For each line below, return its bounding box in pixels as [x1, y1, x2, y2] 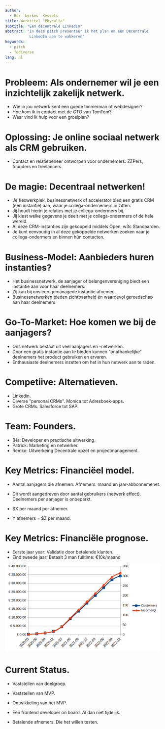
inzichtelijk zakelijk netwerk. [5, 87, 125, 98]
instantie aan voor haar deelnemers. [12, 283, 86, 289]
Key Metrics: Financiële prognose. [5, 533, 149, 544]
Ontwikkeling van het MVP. [12, 700, 67, 706]
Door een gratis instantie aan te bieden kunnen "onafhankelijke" [12, 349, 142, 355]
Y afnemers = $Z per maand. [12, 515, 71, 521]
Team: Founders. [5, 421, 76, 432]
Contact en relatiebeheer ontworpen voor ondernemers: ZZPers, [12, 158, 144, 164]
